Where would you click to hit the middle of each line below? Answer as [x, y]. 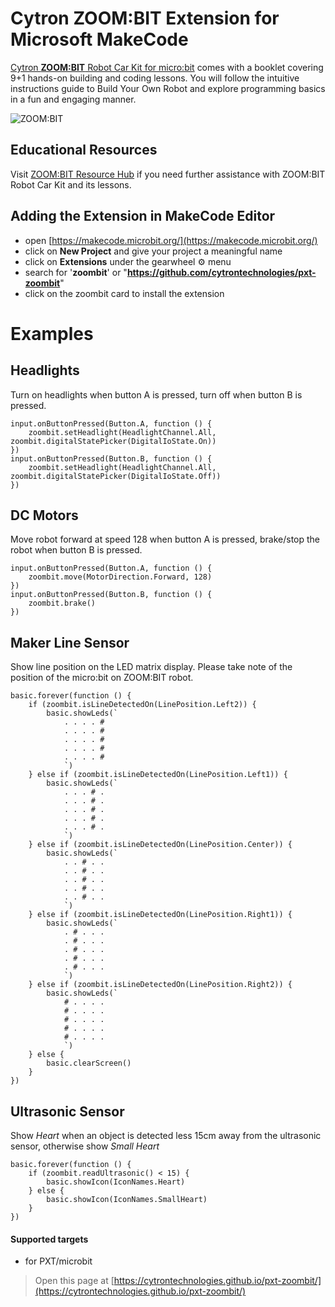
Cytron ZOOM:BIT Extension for [145, 18]
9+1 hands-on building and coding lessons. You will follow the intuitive [155, 78]
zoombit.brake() [62, 603]
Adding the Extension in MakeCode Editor [143, 216]
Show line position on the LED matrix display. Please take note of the [151, 667]
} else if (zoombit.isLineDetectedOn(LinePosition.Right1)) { [160, 915]
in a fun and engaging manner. [73, 99]
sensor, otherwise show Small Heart [85, 1146]
